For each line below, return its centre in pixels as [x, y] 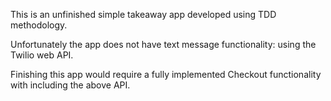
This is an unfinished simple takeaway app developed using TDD [143, 14]
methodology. [39, 25]
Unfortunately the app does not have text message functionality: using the [163, 44]
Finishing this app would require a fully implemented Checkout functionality [166, 74]
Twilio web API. [42, 55]
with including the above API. [70, 85]
